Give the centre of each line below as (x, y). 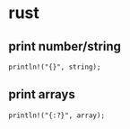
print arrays (42, 94)
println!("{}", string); (55, 67)
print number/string (65, 46)
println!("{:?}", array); (56, 115)
